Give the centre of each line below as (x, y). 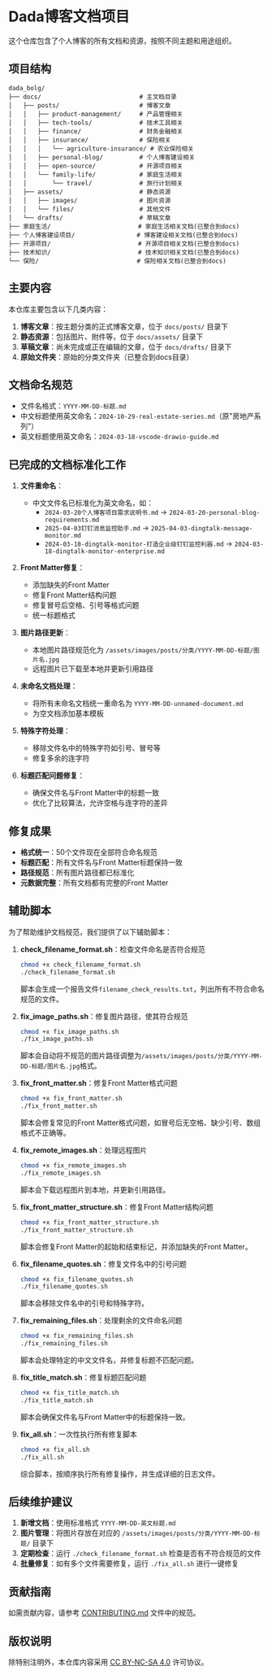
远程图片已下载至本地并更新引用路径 (93, 669)
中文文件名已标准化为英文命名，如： (93, 503)
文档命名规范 (41, 384)
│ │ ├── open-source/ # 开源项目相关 (96, 166)
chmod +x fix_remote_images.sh (73, 1166)
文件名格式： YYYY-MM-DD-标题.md (73, 406)
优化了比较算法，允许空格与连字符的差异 (100, 803)
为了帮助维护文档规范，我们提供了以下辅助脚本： (90, 931)
